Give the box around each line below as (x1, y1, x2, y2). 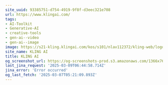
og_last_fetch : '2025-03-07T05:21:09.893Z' (5, 72, 97, 77)
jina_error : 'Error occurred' (5, 68, 68, 73)
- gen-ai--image (5, 40, 39, 45)
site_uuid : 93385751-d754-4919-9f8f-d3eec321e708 (5, 7, 111, 12)
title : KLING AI (5, 53, 39, 59)
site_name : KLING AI (5, 49, 48, 54)
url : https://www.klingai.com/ (5, 12, 70, 17)
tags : (5, 16, 16, 21)
